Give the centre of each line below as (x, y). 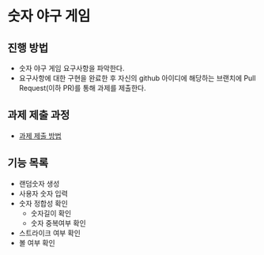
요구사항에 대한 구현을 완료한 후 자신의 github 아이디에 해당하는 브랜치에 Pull (137, 78)
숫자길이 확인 (51, 213)
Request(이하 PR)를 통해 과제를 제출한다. (83, 88)
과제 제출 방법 (40, 136)
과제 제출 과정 (39, 115)
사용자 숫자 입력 (43, 193)
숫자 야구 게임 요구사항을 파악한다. (72, 68)
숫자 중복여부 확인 (58, 223)
